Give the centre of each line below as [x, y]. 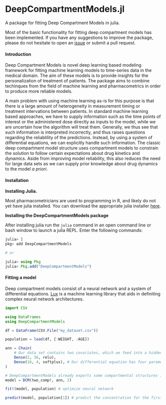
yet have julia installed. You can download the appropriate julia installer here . [83, 206]
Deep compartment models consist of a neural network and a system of [78, 288]
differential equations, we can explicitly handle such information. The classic [83, 143]
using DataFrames [23, 317]
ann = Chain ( [19, 348]
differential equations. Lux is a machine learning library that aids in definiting [83, 294]
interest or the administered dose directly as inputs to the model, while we [80, 122]
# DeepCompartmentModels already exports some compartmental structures [82, 375]
